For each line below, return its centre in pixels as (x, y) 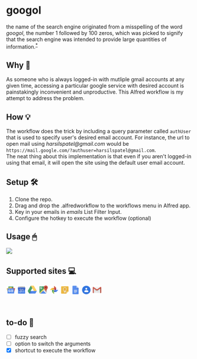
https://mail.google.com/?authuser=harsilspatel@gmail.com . (81, 150)
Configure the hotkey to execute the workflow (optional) (83, 218)
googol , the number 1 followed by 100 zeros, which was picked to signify (95, 33)
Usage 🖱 (22, 237)
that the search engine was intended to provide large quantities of (86, 39)
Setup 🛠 (22, 182)
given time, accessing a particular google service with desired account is (95, 86)
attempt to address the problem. (45, 98)
